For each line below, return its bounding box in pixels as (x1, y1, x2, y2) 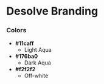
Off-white (24, 72, 49, 80)
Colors (6, 26, 27, 35)
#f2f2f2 (15, 66, 36, 73)
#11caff (15, 40, 35, 47)
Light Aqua (24, 46, 52, 54)
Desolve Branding (6, 4, 99, 18)
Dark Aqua (24, 59, 52, 66)
